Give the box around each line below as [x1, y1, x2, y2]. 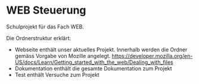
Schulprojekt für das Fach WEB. [6, 23, 85, 30]
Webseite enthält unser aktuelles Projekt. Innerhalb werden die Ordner [14, 46, 188, 53]
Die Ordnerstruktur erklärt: [6, 34, 71, 41]
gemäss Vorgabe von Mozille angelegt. [14, 52, 111, 59]
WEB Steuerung [6, 4, 86, 17]
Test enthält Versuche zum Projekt [14, 71, 99, 78]
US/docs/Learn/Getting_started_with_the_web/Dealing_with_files [14, 59, 174, 66]
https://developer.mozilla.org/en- [111, 52, 193, 59]
